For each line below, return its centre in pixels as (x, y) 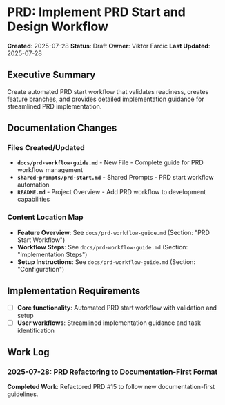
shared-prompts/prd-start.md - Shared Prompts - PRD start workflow (115, 178)
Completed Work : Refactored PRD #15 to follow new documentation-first (111, 387)
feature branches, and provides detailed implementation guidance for (106, 99)
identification (36, 330)
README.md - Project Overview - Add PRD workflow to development (111, 192)
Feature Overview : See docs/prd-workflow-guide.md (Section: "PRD (114, 232)
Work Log (28, 352)
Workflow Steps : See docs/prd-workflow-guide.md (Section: (102, 247)
